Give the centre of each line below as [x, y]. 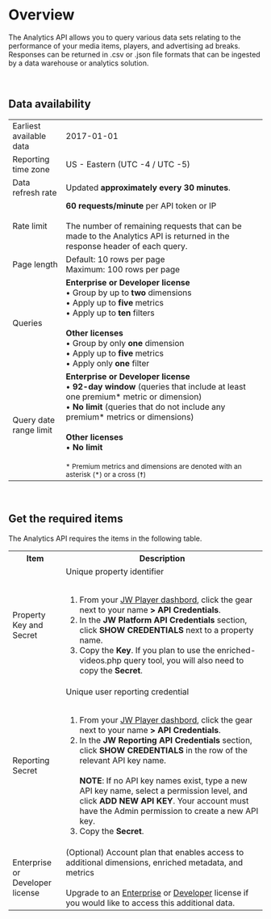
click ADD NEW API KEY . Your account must [164, 800]
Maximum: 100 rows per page [123, 269]
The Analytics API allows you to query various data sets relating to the [125, 37]
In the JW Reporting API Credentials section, [166, 740]
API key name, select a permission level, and [163, 790]
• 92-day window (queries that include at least [156, 386]
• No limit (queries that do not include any [146, 407]
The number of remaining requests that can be [154, 226]
